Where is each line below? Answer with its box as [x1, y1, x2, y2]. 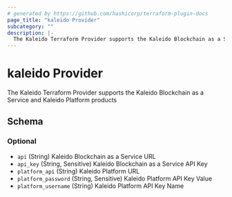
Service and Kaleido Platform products [7, 96, 117, 104]
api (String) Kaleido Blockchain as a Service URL [17, 152, 157, 160]
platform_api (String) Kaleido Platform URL [17, 167, 140, 175]
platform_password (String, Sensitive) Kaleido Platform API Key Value [17, 174, 213, 182]
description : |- [7, 29, 54, 37]
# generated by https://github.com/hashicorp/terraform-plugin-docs [7, 10, 209, 17]
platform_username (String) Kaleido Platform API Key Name [17, 181, 184, 190]
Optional [7, 136, 37, 146]
